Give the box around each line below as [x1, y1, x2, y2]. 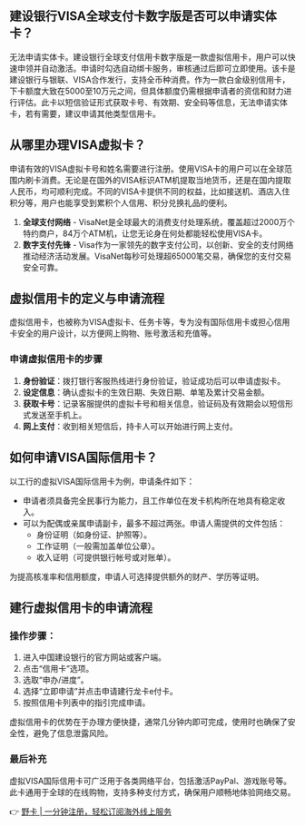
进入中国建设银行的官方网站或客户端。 [22, 652, 166, 663]
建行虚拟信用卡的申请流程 [9, 600, 152, 615]
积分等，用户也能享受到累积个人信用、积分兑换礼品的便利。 [9, 197, 232, 208]
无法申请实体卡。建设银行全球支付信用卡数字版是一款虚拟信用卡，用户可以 [9, 51, 288, 62]
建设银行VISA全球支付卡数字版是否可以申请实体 [9, 8, 277, 25]
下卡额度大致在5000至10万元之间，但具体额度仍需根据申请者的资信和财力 [9, 85, 284, 96]
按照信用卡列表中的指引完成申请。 [22, 697, 151, 708]
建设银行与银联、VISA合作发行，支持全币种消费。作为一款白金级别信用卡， [9, 74, 290, 84]
